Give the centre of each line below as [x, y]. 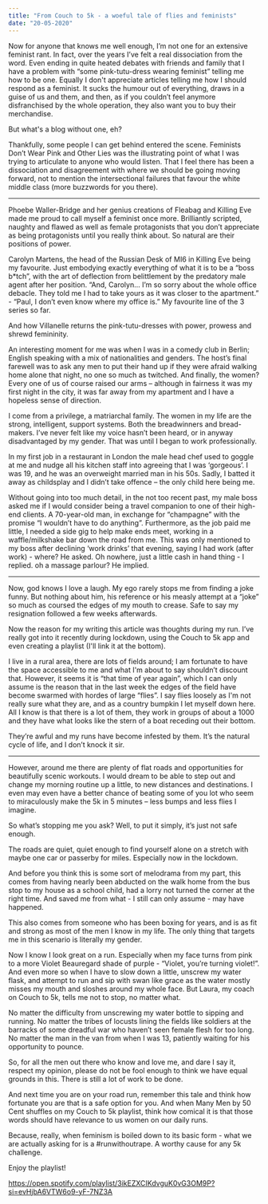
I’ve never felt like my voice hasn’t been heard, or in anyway [135, 432]
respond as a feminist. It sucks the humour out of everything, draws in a [126, 88]
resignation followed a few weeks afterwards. [83, 613]
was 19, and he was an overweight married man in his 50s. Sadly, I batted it [132, 473]
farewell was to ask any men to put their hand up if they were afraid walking [133, 366]
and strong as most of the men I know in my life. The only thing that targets [132, 931]
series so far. [30, 310]
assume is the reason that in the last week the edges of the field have [122, 687]
